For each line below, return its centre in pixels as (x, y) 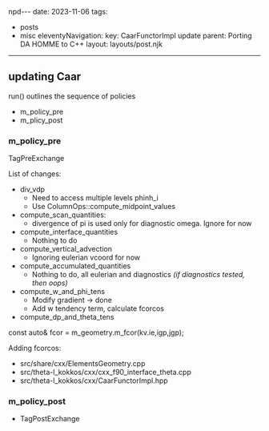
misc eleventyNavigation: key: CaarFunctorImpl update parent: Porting (136, 36)
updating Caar (45, 77)
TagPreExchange (36, 159)
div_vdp (32, 189)
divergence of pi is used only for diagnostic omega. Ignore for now (142, 224)
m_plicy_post (41, 120)
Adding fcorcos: (35, 348)
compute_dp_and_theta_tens (67, 317)
